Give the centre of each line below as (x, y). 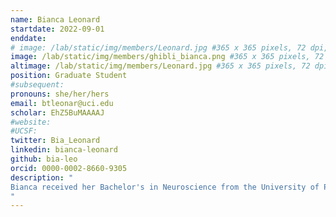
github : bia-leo (44, 159)
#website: (31, 122)
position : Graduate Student (69, 76)
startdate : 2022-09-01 (57, 29)
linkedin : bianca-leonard (64, 150)
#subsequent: (37, 85)
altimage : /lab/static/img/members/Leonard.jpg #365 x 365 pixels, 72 (160, 66)
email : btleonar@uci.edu (62, 103)
